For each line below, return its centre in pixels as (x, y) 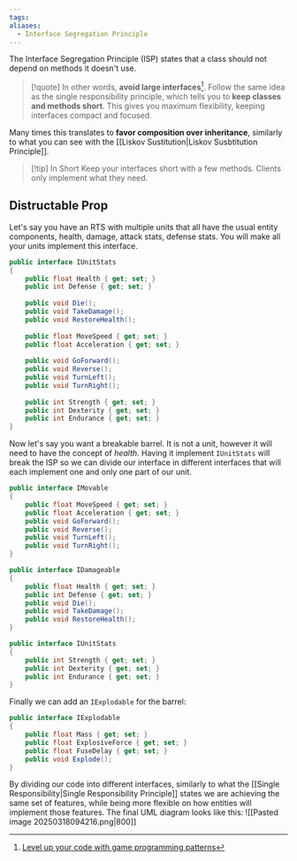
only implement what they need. (89, 178)
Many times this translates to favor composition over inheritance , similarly (146, 133)
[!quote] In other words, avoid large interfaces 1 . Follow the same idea (158, 87)
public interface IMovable (59, 488)
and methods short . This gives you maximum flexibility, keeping (148, 106)
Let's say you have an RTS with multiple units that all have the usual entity (144, 227)
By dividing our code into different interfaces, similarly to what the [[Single (145, 784)
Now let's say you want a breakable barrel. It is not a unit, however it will (141, 444)
